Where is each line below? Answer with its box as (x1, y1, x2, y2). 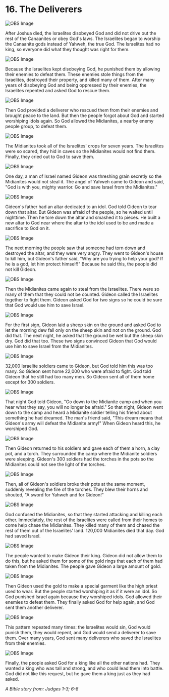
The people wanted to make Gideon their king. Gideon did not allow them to (5, 552, 162, 558)
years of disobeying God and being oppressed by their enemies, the (5, 82, 147, 88)
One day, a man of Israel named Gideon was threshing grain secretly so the (5, 173, 162, 179)
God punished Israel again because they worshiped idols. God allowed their (5, 594, 162, 600)
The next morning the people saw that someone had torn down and (5, 245, 145, 251)
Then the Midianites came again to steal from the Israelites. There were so (5, 286, 160, 292)
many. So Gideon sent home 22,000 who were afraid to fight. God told (5, 368, 151, 374)
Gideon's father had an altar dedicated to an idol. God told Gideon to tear (5, 204, 157, 210)
